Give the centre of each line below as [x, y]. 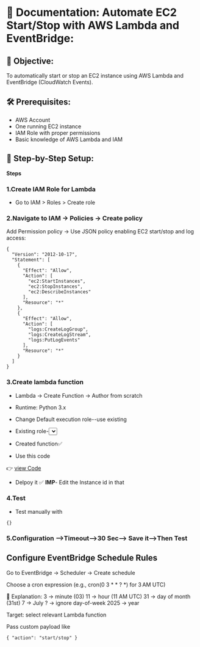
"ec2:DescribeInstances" [60, 292]
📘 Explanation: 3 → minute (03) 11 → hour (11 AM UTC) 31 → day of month [98, 596]
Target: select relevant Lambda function [56, 615]
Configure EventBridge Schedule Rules [82, 558]
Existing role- [32, 431]
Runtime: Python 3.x [41, 407]
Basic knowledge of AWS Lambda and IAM [69, 139]
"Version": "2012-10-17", [45, 255]
